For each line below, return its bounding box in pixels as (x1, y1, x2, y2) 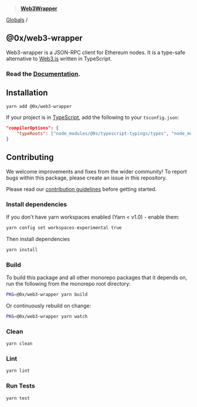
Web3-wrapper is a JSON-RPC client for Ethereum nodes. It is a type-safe (6, 49, 186, 56)
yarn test (6, 395, 30, 401)
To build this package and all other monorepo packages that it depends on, (6, 274, 188, 281)
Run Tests (6, 382, 35, 390)
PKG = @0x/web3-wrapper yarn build (6, 291, 88, 298)
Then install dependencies (6, 236, 70, 243)
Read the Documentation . (6, 70, 81, 78)
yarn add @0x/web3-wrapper (6, 103, 72, 109)
